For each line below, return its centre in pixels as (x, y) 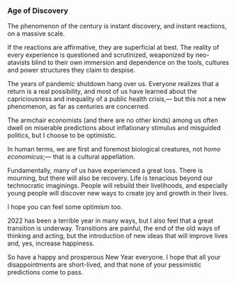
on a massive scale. (36, 33)
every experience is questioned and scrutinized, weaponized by (101, 55)
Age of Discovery (38, 11)
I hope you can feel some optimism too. (65, 207)
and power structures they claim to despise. (72, 70)
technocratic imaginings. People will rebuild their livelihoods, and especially (118, 186)
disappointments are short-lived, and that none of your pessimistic (105, 265)
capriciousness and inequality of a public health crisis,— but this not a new (117, 99)
